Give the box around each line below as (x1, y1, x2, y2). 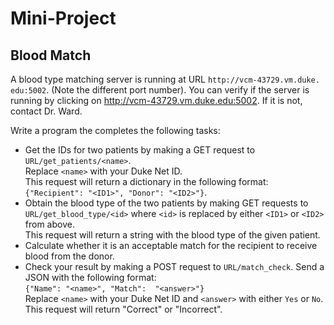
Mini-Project (10, 7, 117, 30)
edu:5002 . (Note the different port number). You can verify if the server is (10, 84, 310, 96)
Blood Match (10, 47, 92, 64)
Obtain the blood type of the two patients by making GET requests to (24, 197, 309, 209)
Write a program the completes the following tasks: (10, 125, 221, 136)
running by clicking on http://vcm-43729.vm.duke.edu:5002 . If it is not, (10, 95, 303, 106)
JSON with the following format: (24, 272, 157, 283)
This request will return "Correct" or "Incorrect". (24, 303, 223, 315)
